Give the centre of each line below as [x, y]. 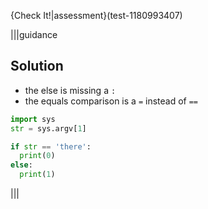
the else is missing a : [70, 90]
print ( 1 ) [37, 175]
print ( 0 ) [37, 156]
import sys [33, 119]
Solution [37, 66]
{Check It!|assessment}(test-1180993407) [96, 15]
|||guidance [34, 34]
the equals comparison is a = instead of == [111, 101]
